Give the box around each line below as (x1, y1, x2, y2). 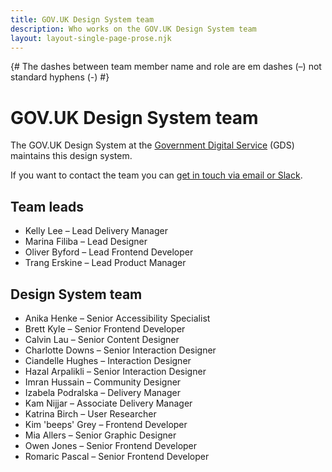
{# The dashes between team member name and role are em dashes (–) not (10, 61, 322, 73)
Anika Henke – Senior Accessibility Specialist (24, 312, 211, 324)
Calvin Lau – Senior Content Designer (24, 333, 180, 345)
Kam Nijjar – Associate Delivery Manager (24, 397, 193, 409)
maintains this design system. (10, 150, 133, 162)
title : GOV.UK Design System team (10, 14, 155, 25)
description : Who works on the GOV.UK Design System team (10, 24, 257, 34)
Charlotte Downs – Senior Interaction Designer (24, 344, 217, 356)
